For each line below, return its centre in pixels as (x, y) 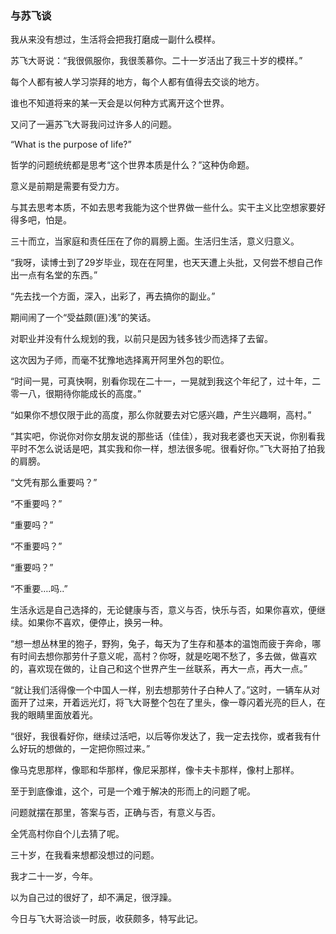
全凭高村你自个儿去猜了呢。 (67, 834)
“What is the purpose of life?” (71, 144)
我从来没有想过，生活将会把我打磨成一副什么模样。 (115, 39)
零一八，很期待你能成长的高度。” (76, 394)
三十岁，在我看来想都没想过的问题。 (85, 855)
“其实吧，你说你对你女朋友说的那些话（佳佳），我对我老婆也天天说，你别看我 (168, 436)
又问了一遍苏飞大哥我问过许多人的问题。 (93, 124)
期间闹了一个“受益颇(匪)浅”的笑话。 (83, 318)
